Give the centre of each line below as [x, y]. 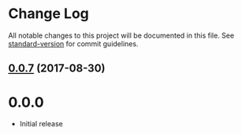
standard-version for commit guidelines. [73, 43]
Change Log [48, 14]
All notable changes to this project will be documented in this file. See [121, 35]
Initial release [41, 124]
